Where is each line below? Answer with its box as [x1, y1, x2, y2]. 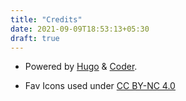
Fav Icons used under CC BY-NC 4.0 [24, 80, 176, 92]
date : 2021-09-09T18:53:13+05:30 [10, 24, 150, 34]
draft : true [10, 33, 60, 43]
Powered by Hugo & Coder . [24, 61, 138, 73]
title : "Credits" [10, 14, 83, 25]
